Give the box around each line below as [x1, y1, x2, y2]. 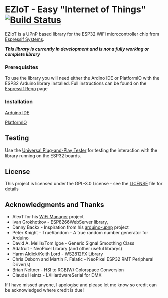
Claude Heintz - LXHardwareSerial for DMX [12, 272, 102, 278]
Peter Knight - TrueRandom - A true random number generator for [12, 229, 148, 235]
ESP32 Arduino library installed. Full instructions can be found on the [5, 80, 147, 86]
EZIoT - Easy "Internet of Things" [5, 4, 146, 15]
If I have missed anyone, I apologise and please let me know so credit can [5, 282, 157, 288]
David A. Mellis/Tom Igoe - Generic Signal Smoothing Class [12, 240, 135, 246]
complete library [5, 51, 41, 57]
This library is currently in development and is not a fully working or [5, 46, 149, 52]
